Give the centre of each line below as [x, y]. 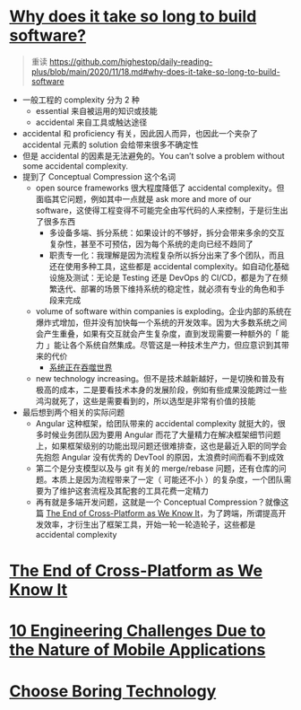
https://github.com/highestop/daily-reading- [131, 61]
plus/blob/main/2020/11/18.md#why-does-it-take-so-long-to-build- [155, 71]
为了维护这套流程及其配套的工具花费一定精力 [126, 490]
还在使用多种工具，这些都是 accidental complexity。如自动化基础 [169, 266]
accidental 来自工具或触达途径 [91, 122]
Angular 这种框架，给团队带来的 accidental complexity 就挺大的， [157, 423]
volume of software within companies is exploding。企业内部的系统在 [163, 311]
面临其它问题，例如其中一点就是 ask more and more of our [144, 198]
